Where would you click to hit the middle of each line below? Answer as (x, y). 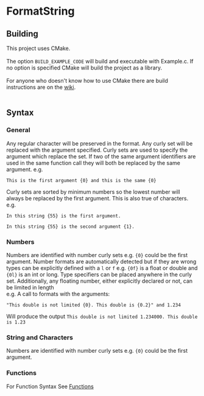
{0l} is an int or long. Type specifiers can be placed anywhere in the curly (99, 274)
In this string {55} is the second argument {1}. (71, 227)
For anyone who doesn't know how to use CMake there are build (87, 81)
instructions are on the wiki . (41, 87)
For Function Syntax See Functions (50, 386)
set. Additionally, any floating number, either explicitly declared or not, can (100, 281)
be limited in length (30, 287)
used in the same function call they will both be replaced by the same (93, 163)
